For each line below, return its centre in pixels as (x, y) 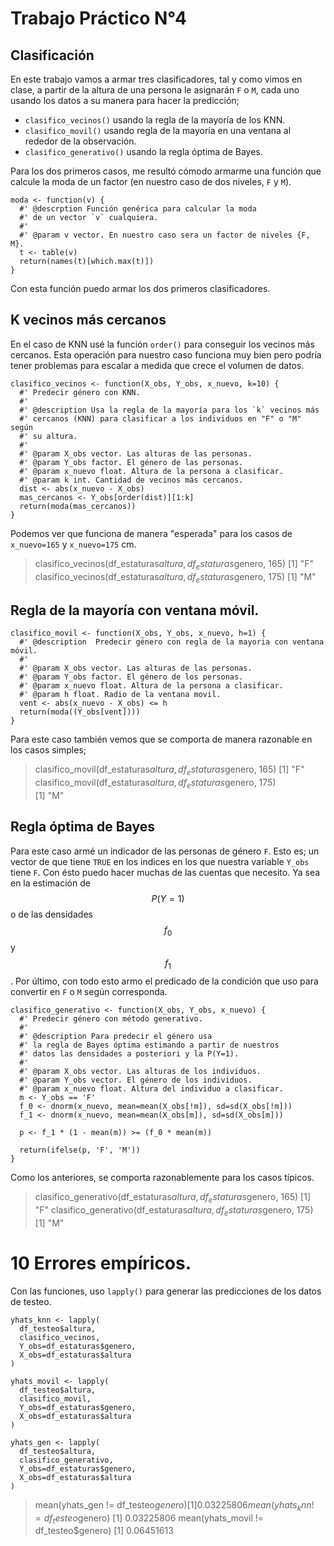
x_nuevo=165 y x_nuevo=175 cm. (73, 544)
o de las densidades (51, 914)
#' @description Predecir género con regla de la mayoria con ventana (172, 642)
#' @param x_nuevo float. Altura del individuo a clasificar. (151, 1089)
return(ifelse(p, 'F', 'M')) (80, 1150)
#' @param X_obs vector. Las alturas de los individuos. (140, 1072)
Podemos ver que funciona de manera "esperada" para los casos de (151, 533)
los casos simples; (48, 750)
